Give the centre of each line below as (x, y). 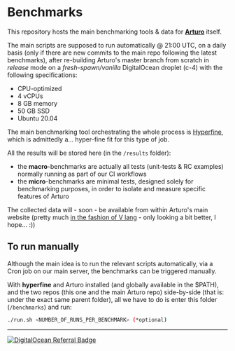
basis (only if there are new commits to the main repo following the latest (112, 53)
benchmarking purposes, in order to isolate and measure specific (112, 188)
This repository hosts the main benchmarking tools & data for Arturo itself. (114, 32)
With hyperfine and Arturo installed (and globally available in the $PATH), (113, 284)
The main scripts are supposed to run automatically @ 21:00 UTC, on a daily (117, 45)
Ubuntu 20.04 (37, 118)
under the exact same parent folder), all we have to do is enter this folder (112, 299)
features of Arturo (43, 196)
